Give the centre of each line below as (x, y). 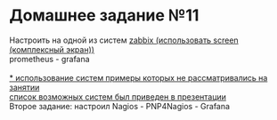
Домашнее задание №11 (104, 16)
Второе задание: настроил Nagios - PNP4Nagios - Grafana (119, 106)
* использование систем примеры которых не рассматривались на (138, 77)
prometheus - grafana (50, 59)
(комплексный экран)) (52, 49)
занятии (24, 87)
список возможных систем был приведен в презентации (118, 96)
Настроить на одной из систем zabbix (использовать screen (124, 40)
